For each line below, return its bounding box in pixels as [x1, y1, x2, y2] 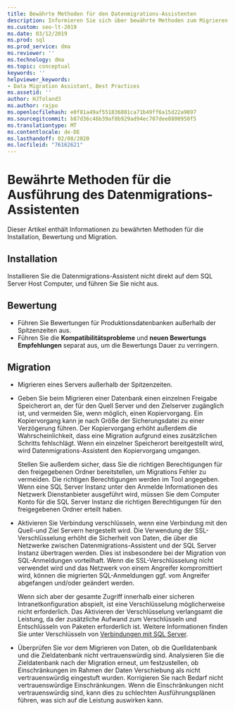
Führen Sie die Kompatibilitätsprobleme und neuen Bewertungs [17, 333, 207, 342]
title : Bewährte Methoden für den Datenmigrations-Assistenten [7, 10, 197, 18]
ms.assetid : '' [7, 89, 52, 96]
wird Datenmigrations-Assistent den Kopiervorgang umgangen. [17, 446, 201, 455]
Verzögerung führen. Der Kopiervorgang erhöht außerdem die [17, 424, 198, 432]
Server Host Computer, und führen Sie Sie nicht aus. [7, 279, 160, 288]
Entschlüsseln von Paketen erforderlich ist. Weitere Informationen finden [17, 622, 228, 631]
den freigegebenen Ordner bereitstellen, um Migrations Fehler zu [17, 467, 206, 476]
